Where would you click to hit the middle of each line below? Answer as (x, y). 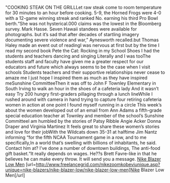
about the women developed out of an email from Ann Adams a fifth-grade (83, 110)
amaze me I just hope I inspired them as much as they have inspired (76, 78)
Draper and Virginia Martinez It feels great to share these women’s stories (82, 126)
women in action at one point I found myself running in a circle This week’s (83, 105)
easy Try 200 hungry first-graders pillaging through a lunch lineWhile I (79, 94)
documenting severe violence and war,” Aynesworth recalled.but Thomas (82, 40)
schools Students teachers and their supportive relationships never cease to (85, 72)
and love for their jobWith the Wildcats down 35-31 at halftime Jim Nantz (81, 132)
